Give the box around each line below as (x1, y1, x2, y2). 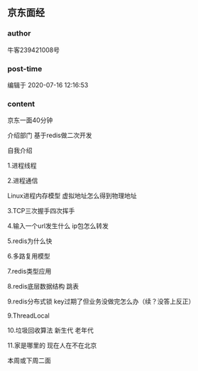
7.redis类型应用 (7, 267, 52, 276)
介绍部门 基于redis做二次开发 (7, 131, 92, 140)
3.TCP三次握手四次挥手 (7, 207, 75, 215)
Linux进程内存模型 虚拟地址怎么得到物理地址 (7, 191, 137, 200)
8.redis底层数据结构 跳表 (7, 282, 79, 291)
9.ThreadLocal (7, 311, 50, 320)
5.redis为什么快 (7, 237, 53, 245)
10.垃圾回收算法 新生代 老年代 (7, 326, 94, 335)
